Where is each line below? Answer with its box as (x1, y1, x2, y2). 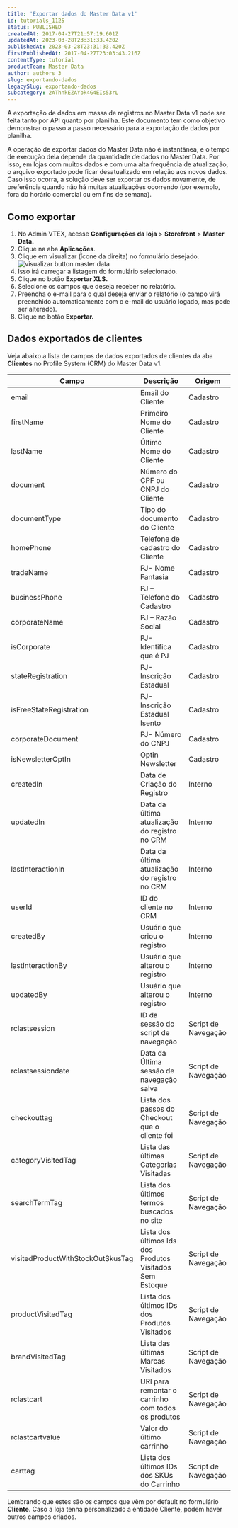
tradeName (11, 567, 48, 577)
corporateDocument (11, 734, 79, 743)
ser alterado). (17, 304, 57, 313)
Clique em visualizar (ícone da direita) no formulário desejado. (17, 252, 200, 261)
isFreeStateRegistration (11, 705, 89, 714)
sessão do (140, 1019, 175, 1029)
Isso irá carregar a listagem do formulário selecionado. (17, 267, 178, 275)
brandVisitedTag (11, 1352, 66, 1362)
